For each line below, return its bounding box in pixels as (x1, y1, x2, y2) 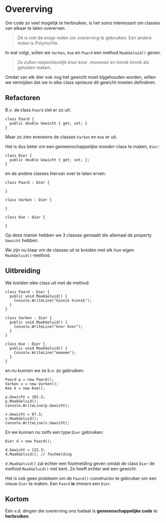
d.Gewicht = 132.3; (5, 447, 46, 452)
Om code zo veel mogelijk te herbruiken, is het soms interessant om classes (5, 20, 161, 26)
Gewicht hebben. (5, 237, 39, 243)
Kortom (5, 495, 29, 503)
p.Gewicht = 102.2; (5, 394, 46, 400)
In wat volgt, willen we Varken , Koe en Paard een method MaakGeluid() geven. (5, 50, 162, 56)
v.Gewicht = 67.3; (5, 411, 43, 417)
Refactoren (5, 94, 41, 102)
